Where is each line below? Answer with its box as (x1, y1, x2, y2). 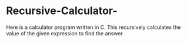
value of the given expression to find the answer (6, 29, 123, 37)
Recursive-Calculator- (6, 4, 118, 18)
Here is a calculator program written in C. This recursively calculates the (6, 24, 181, 31)
